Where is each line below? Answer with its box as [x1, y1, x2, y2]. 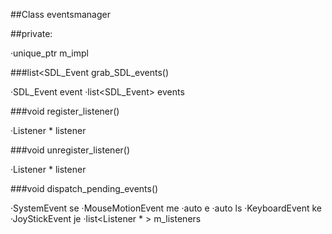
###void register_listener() [10, 105, 120, 117]
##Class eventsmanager [10, 9, 111, 20]
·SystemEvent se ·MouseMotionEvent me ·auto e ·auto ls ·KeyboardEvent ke [10, 202, 322, 214]
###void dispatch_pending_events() [10, 183, 159, 194]
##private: [10, 28, 53, 39]
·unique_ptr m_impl [10, 47, 89, 59]
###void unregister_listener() [10, 144, 131, 156]
